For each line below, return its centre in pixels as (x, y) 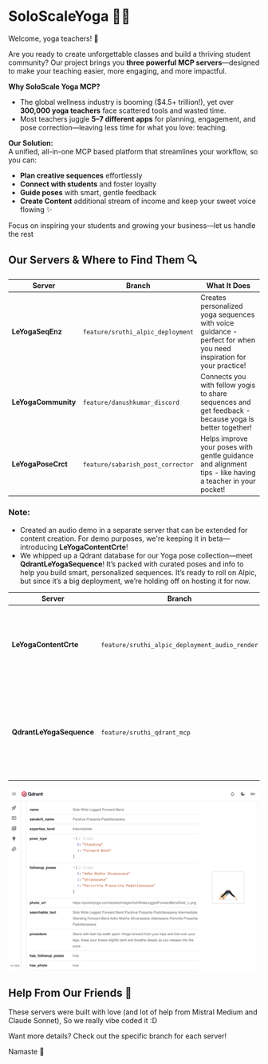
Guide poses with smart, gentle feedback (88, 192)
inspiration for (223, 357)
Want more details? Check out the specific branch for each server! (118, 1036)
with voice (217, 322)
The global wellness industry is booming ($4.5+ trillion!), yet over (126, 102)
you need (216, 348)
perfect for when (228, 340)
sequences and (226, 402)
